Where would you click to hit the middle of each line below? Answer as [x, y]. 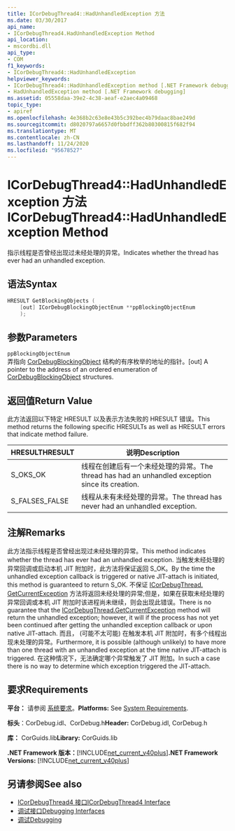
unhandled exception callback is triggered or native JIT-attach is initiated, [113, 576]
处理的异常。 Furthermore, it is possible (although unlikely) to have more [123, 642]
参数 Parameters [42, 337]
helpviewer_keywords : [39, 79]
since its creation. [111, 484]
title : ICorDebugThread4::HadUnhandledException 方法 [86, 14]
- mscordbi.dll [29, 46]
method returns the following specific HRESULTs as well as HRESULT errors [116, 427]
